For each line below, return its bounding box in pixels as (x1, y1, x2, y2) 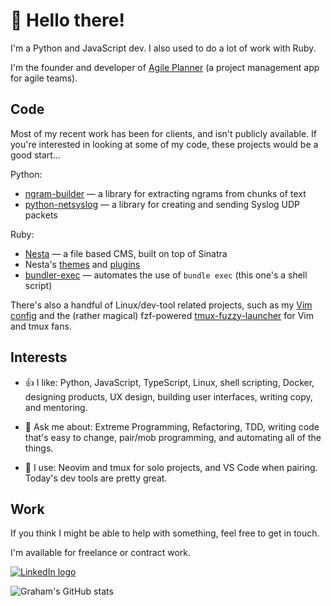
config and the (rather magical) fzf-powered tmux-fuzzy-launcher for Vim (10, 309, 314, 321)
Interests (10, 349, 68, 366)
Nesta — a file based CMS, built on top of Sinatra (24, 247, 228, 259)
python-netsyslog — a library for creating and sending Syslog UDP (24, 198, 301, 210)
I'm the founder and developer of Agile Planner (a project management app (10, 61, 320, 73)
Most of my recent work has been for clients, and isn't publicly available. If (10, 127, 318, 139)
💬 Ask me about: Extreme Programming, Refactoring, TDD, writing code (24, 420, 320, 433)
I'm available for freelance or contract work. (10, 547, 192, 559)
